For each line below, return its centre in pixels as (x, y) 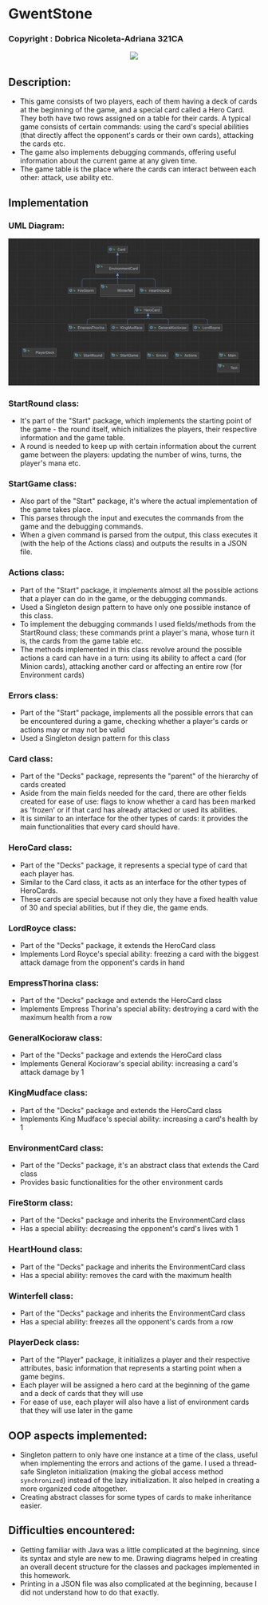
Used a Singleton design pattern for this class (95, 738)
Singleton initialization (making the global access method (129, 1472)
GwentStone (51, 14)
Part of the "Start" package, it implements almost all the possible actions (139, 590)
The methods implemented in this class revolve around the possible (131, 649)
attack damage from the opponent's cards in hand (102, 962)
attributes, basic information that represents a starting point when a (130, 1368)
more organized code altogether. (73, 1489)
